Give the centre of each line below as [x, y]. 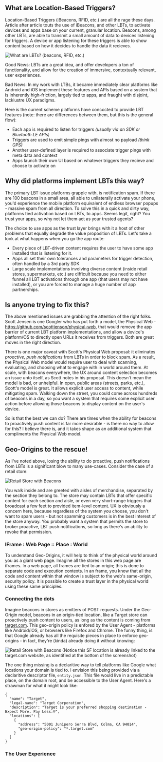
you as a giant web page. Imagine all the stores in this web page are [73, 560]
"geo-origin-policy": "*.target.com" [56, 729]
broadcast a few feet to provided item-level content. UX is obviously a [75, 506]
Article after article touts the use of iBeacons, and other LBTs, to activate [78, 25]
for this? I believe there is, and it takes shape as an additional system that [78, 429]
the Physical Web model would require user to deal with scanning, [71, 362]
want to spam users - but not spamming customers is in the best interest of [81, 516]
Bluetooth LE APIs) [31, 134]
